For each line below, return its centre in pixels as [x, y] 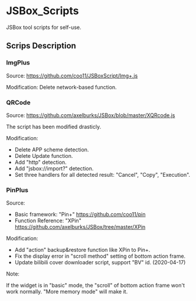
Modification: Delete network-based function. [61, 87]
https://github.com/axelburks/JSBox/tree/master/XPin [80, 227]
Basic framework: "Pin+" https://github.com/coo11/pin [80, 215]
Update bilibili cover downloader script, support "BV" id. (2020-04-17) [100, 263]
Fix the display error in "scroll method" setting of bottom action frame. [100, 256]
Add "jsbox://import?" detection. [54, 168]
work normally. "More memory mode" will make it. [67, 292]
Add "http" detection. [40, 162]
